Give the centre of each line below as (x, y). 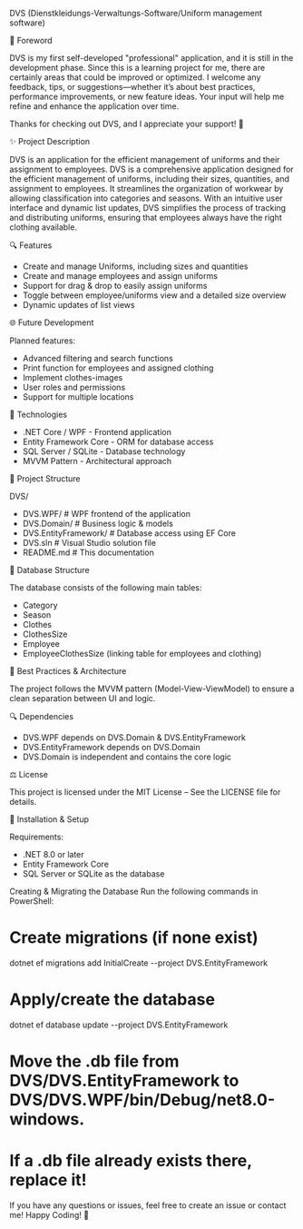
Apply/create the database (112, 1000)
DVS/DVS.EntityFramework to (124, 1081)
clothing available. (43, 227)
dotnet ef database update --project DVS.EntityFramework (119, 1025)
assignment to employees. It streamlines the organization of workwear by (147, 188)
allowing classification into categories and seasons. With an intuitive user (146, 198)
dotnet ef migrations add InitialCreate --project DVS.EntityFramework (139, 963)
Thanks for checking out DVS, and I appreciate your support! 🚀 (127, 124)
